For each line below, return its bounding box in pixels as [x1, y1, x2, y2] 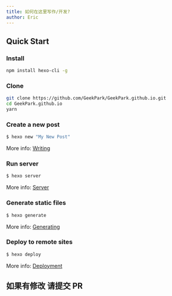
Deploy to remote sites [6, 238, 73, 246]
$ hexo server [6, 173, 42, 179]
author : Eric [6, 14, 39, 20]
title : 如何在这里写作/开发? [6, 8, 70, 15]
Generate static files [6, 199, 67, 207]
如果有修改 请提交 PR [6, 281, 83, 291]
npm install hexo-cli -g [6, 68, 68, 74]
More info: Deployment [6, 262, 62, 269]
